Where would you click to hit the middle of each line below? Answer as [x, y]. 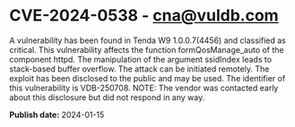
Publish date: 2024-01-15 [57, 114]
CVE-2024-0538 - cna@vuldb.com [144, 16]
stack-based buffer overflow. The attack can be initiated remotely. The [139, 69]
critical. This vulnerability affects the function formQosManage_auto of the [147, 49]
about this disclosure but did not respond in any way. [107, 97]
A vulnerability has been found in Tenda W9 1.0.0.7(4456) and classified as [148, 40]
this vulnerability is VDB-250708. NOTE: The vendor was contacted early [144, 88]
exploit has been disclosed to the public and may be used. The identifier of [147, 78]
